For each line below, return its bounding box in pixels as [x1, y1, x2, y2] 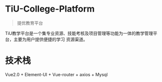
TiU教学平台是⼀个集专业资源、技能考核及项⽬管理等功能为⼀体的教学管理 [5, 30, 153, 36]
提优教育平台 [17, 20, 43, 26]
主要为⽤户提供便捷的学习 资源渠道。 [13, 36, 88, 42]
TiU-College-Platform [5, 3, 95, 15]
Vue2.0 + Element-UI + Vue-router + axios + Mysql [5, 71, 108, 77]
